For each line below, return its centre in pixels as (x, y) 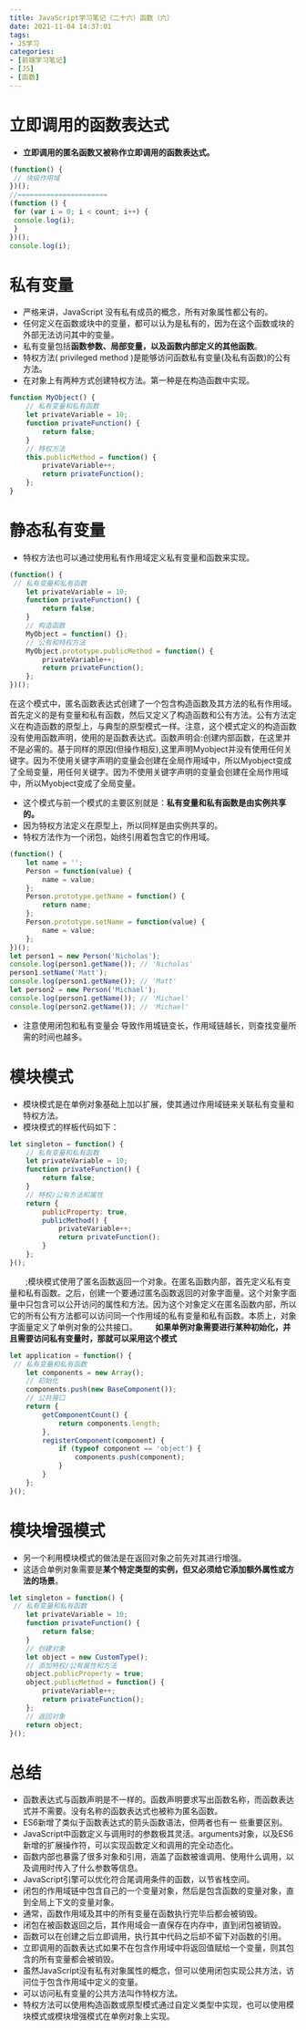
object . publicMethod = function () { (96, 1683)
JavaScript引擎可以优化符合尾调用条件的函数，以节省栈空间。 (138, 1880)
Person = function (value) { (79, 871)
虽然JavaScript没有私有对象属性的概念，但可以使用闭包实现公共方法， (154, 1971)
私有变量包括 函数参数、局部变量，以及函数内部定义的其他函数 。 (142, 347)
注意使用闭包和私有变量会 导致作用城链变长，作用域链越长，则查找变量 (155, 1025)
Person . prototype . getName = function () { (105, 896)
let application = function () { (71, 1355)
